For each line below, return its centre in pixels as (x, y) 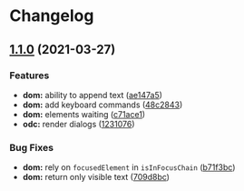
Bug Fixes (32, 147)
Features (29, 75)
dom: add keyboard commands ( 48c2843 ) (102, 105)
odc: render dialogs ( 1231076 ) (78, 124)
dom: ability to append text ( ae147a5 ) (93, 95)
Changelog (52, 16)
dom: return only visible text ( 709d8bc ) (96, 177)
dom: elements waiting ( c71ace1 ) (84, 114)
